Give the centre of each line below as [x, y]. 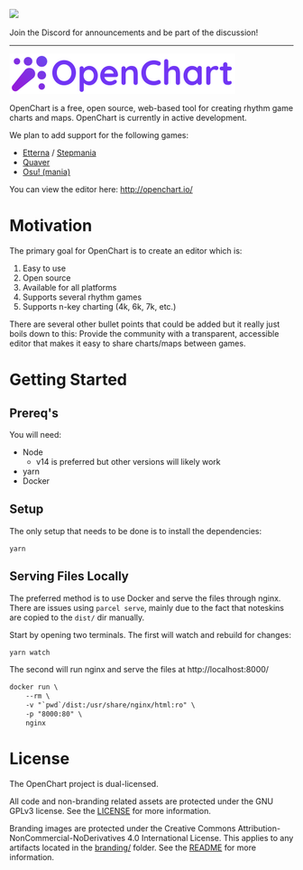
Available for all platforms [69, 287]
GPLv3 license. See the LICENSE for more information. [110, 810]
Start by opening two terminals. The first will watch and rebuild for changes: [150, 634]
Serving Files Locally [69, 576]
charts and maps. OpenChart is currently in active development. [128, 118]
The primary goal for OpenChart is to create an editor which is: [126, 250]
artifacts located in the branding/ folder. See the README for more [133, 847]
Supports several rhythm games [82, 297]
